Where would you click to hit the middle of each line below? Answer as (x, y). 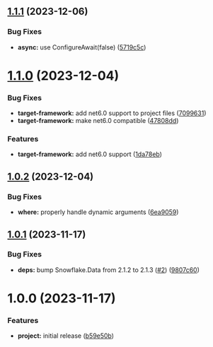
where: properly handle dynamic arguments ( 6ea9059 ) (98, 212)
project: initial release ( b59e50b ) (66, 336)
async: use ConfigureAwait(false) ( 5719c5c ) (82, 47)
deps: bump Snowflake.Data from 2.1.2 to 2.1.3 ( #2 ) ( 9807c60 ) (108, 270)
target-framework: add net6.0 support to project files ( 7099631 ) (112, 113)
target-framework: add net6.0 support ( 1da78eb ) (90, 154)
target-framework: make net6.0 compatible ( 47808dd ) (98, 121)
